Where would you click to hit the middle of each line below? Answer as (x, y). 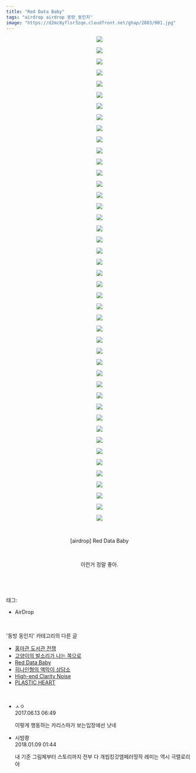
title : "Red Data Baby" (36, 12)
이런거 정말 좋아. (99, 565)
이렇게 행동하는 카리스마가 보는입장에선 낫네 (65, 726)
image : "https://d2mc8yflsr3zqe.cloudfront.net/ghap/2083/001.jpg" (91, 23)
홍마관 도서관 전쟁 (35, 648)
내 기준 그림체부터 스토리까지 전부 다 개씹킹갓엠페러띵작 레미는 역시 (92, 757)
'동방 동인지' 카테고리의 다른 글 (42, 636)
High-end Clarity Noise (43, 676)
